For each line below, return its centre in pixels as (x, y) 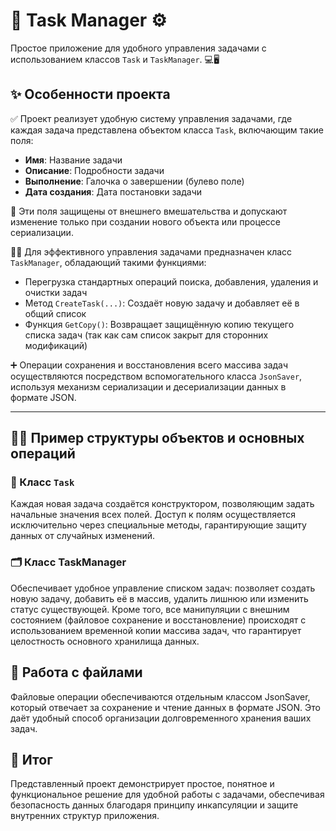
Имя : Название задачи (73, 160)
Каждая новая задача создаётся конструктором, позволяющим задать (162, 504)
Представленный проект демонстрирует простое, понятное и (142, 784)
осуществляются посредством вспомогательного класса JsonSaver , (156, 376)
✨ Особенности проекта (90, 94)
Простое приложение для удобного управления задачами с (138, 48)
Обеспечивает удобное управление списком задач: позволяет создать (163, 588)
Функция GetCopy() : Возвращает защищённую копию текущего (159, 324)
